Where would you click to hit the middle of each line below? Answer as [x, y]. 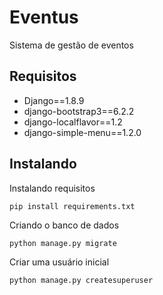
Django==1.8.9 [54, 100]
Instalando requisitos [52, 188]
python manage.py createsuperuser [81, 280]
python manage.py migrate [63, 243]
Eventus [44, 17]
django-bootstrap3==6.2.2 [79, 111]
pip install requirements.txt [72, 206]
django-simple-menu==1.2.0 [82, 132]
